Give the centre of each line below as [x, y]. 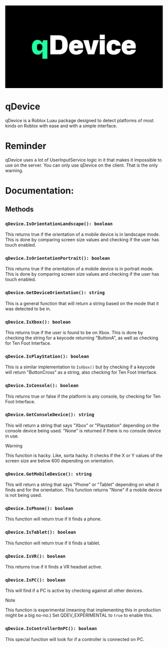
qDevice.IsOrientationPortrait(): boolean [57, 258]
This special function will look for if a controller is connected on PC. [75, 639]
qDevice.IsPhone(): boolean [39, 509]
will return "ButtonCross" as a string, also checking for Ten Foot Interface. [81, 372]
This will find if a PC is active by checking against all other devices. [74, 590]
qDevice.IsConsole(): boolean [42, 386]
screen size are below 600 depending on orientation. [60, 460]
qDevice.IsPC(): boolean [35, 580]
